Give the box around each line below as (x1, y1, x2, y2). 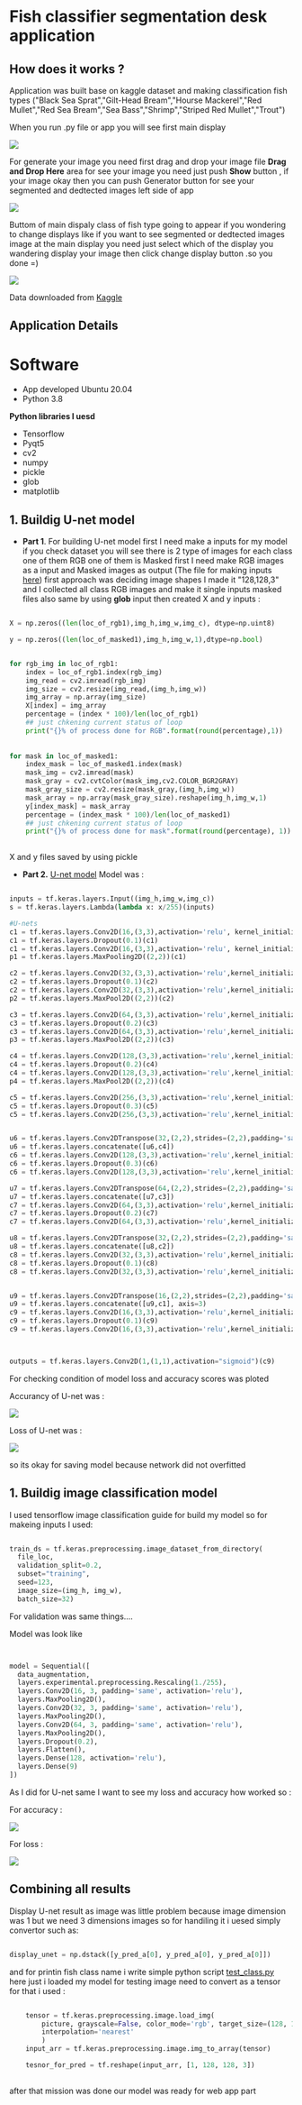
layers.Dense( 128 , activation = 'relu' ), (17, 1753, 167, 1763)
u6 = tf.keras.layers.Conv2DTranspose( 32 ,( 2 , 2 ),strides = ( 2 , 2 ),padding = (9, 1134, 283, 1143)
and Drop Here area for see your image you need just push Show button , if (9, 166, 289, 177)
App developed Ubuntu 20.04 (22, 384, 133, 395)
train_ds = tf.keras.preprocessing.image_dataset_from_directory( (9, 1544, 263, 1553)
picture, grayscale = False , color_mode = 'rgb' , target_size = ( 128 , (41, 2019, 288, 2028)
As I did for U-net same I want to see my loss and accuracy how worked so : (9, 1787, 292, 1798)
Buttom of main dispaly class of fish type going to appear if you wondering (9, 219, 286, 230)
